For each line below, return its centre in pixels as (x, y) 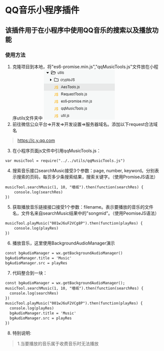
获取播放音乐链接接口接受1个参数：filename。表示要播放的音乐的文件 (83, 207)
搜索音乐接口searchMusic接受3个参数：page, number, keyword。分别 (83, 170)
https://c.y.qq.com (36, 140)
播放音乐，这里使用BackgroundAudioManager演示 (64, 243)
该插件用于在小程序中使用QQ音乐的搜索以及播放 (79, 30)
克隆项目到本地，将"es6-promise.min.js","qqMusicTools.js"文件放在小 (83, 66)
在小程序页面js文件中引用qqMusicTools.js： (56, 150)
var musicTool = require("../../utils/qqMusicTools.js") (65, 161)
